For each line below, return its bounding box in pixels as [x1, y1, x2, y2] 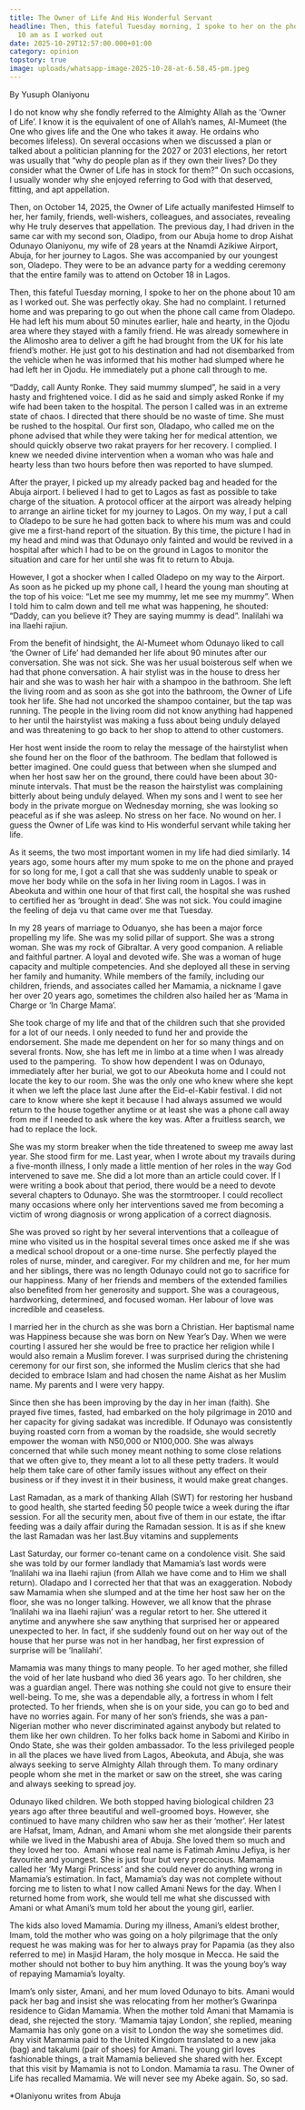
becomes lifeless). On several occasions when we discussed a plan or [9, 136, 272, 146]
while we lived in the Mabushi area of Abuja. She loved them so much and [9, 1834, 286, 1845]
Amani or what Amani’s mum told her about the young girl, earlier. [9, 1902, 255, 1913]
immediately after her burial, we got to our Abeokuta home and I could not [9, 1065, 286, 1076]
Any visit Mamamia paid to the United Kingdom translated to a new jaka [9, 2034, 277, 2045]
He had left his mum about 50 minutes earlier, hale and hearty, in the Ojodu [9, 316, 290, 327]
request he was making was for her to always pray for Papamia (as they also [9, 1939, 295, 1950]
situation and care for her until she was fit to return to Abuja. [9, 554, 235, 565]
